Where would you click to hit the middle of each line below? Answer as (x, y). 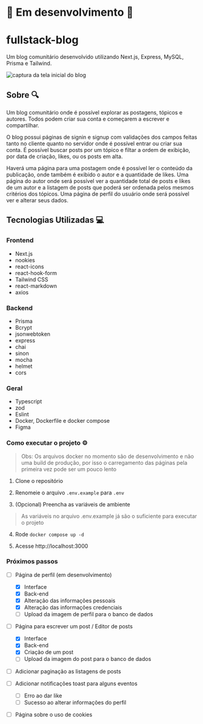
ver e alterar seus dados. (37, 200)
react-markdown (36, 286)
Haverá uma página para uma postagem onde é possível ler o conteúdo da (99, 168)
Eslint (22, 414)
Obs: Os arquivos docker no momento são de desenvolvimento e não (107, 456)
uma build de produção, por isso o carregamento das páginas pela (104, 462)
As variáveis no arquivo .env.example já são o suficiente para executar (109, 516)
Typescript (28, 402)
